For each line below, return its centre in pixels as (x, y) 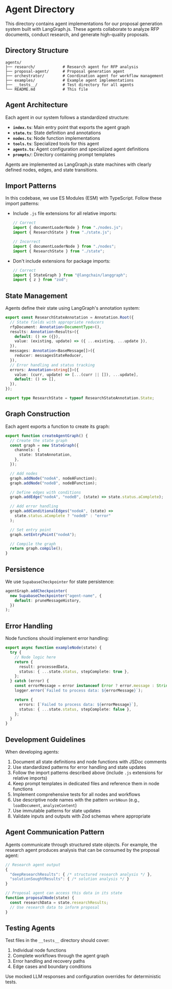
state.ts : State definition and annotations (57, 133)
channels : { (27, 450)
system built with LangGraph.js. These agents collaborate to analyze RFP (82, 29)
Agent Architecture (37, 105)
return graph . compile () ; (36, 549)
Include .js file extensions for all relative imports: (65, 213)
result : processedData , (44, 666)
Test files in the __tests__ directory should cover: (58, 940)
